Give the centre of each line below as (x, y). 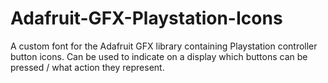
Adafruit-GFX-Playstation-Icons (146, 18)
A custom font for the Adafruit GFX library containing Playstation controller (164, 46)
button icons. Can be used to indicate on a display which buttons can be (159, 56)
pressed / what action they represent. (87, 67)
